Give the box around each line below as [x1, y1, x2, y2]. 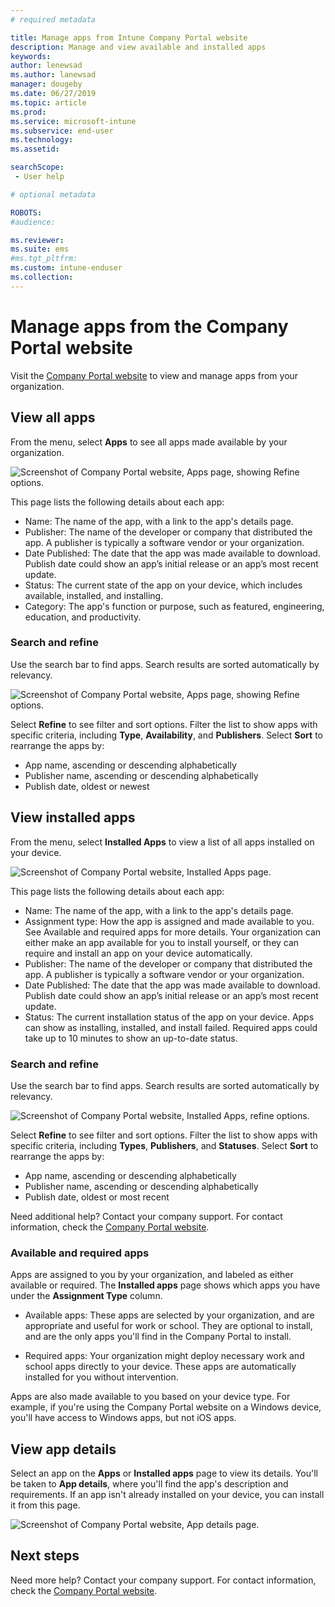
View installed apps [10, 809, 136, 826]
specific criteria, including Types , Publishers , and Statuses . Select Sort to [10, 1139, 319, 1151]
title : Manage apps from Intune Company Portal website [10, 32, 248, 43]
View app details [10, 1441, 117, 1458]
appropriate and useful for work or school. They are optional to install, [24, 1320, 313, 1332]
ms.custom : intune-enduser [10, 263, 123, 273]
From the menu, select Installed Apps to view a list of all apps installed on [10, 836, 315, 848]
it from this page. [10, 1499, 81, 1511]
